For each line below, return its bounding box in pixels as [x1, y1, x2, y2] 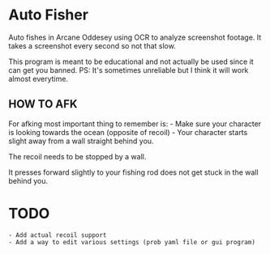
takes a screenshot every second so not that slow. [8, 40, 176, 50]
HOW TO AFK [8, 97, 78, 111]
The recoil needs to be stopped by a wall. [8, 151, 147, 161]
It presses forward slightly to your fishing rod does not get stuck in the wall [8, 167, 259, 177]
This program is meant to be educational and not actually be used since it [8, 57, 254, 66]
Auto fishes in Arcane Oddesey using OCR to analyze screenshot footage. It [8, 32, 262, 42]
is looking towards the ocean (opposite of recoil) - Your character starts [8, 127, 248, 137]
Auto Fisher [8, 6, 89, 24]
